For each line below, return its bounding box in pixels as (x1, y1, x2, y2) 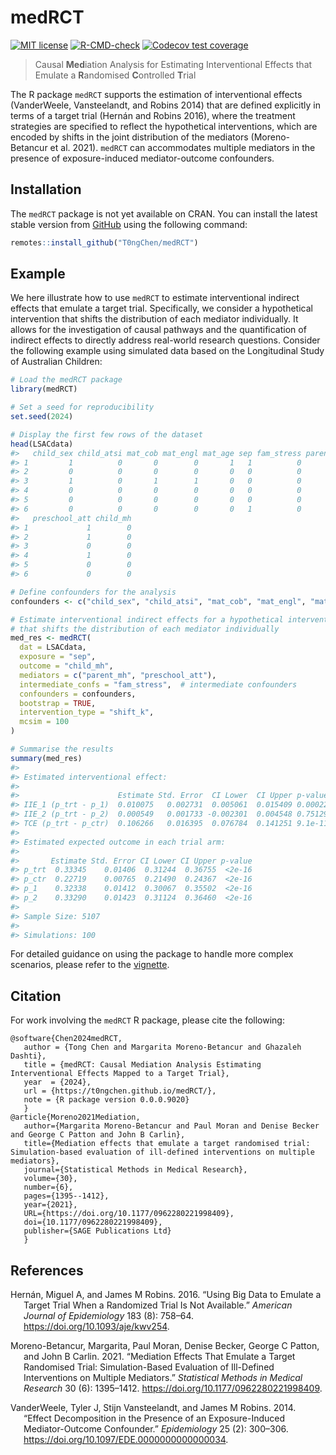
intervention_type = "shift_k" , (19, 707, 155, 718)
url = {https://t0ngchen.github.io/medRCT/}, (23, 1086, 217, 1096)
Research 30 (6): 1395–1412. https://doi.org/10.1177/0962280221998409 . (23, 1382, 323, 1395)
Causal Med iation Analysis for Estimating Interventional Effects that (34, 58, 313, 70)
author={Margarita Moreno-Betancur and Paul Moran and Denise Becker (23, 1121, 320, 1131)
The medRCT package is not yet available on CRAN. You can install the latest (10, 207, 318, 220)
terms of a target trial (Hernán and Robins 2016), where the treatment (10, 109, 296, 121)
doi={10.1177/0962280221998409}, (23, 1217, 163, 1228)
